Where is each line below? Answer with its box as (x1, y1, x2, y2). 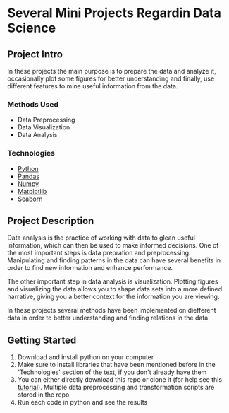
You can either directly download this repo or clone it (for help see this (17, 376, 223, 384)
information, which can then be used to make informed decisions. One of (7, 241, 220, 250)
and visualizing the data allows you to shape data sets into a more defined (7, 285, 223, 293)
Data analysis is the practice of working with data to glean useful (7, 233, 196, 242)
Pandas (17, 172, 40, 180)
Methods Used (7, 99, 58, 109)
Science (7, 20, 56, 36)
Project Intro (7, 48, 63, 60)
